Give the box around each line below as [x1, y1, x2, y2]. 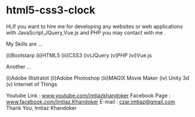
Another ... [6, 63, 32, 70]
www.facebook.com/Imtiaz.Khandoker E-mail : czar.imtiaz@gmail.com [6, 98, 175, 105]
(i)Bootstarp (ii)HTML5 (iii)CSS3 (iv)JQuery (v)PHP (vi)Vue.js [6, 51, 152, 58]
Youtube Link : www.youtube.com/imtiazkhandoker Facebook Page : [6, 92, 171, 99]
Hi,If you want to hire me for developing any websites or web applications [6, 23, 183, 30]
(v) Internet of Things [6, 80, 57, 88]
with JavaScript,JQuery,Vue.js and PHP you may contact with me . [6, 29, 166, 36]
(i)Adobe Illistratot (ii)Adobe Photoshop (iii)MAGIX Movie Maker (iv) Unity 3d [6, 74, 190, 81]
